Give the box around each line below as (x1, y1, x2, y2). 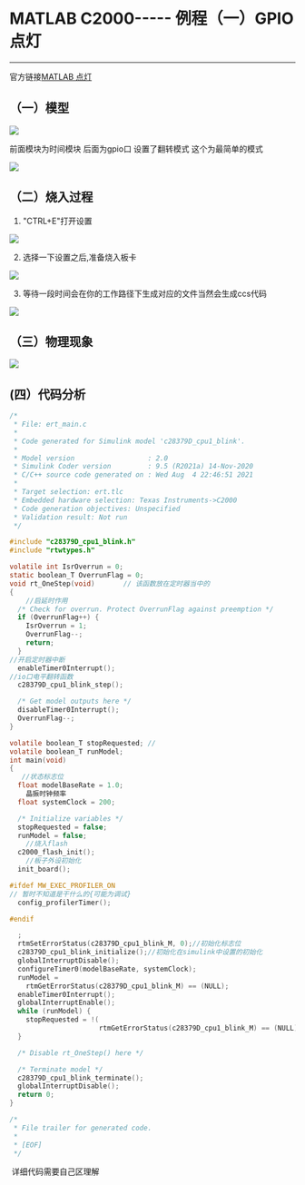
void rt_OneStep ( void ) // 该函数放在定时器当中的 (9, 578, 211, 588)
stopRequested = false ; (17, 823, 107, 832)
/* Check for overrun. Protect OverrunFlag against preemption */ (17, 605, 274, 614)
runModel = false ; (17, 831, 88, 840)
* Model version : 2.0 (13, 453, 169, 463)
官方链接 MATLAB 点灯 (9, 71, 93, 82)
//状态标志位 (21, 773, 64, 782)
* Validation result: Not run (13, 512, 128, 522)
